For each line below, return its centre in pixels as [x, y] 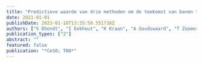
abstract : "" [23, 40]
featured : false [27, 46]
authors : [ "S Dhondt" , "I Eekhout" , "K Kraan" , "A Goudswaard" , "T [93, 28]
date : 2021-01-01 [28, 17]
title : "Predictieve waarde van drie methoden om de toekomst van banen [100, 12]
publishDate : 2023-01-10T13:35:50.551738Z [60, 23]
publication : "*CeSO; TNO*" [42, 51]
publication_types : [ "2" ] [39, 34]
